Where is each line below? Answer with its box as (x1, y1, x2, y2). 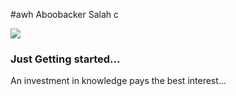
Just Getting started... (10, 52, 121, 66)
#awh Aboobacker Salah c (10, 9, 120, 20)
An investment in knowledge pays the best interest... (10, 75, 227, 87)
